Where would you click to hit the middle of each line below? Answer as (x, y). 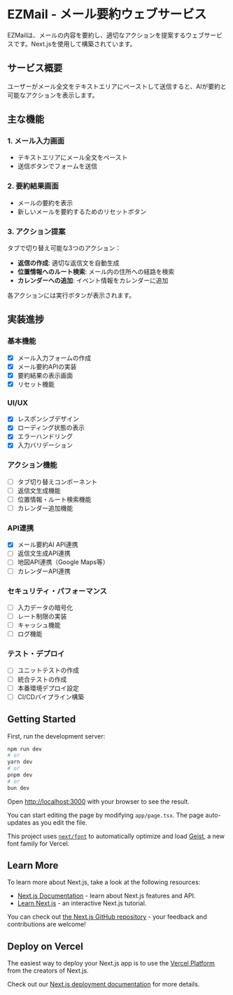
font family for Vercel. (38, 843)
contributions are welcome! (47, 924)
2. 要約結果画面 (33, 186)
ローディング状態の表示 (51, 427)
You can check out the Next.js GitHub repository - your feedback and (107, 917)
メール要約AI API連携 (48, 544)
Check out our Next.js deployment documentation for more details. (104, 984)
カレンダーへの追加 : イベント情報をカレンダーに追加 (93, 280)
